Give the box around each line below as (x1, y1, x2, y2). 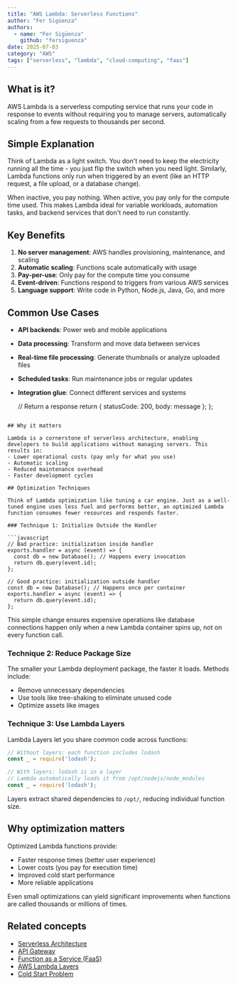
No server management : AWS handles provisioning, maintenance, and (17, 248, 225, 257)
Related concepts (7, 920, 87, 932)
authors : (7, 24, 33, 31)
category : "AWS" (7, 51, 55, 58)
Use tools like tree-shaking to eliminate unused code (17, 693, 172, 702)
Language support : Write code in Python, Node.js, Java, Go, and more (17, 286, 225, 294)
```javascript (7, 535, 50, 542)
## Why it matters (7, 422, 62, 429)
